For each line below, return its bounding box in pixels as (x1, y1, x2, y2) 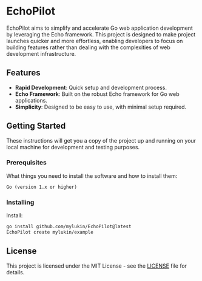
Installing (6, 198, 35, 206)
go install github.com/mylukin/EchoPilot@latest (6, 223, 132, 230)
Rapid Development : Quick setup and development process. (15, 84, 167, 91)
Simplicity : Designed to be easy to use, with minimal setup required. (15, 103, 187, 110)
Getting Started (6, 121, 66, 131)
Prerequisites (6, 158, 47, 167)
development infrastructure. (6, 50, 76, 57)
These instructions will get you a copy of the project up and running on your (6, 137, 196, 144)
